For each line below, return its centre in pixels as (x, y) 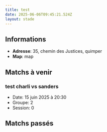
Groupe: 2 (23, 102)
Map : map (23, 57)
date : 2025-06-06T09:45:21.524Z (39, 14)
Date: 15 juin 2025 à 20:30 (39, 97)
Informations (26, 39)
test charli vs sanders (32, 86)
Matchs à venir (29, 72)
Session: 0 (23, 108)
